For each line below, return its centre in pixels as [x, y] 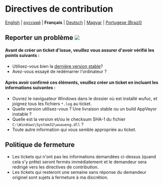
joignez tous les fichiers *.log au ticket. [52, 104]
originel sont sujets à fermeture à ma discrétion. [60, 177]
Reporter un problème [39, 38]
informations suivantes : [31, 88]
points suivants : [22, 55]
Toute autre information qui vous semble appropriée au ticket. [74, 129]
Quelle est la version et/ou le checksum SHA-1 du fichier [69, 119]
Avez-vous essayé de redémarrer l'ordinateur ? [59, 71]
